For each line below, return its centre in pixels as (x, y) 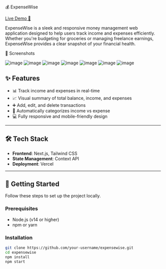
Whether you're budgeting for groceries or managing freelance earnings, (80, 38)
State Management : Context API (46, 158)
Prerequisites (21, 209)
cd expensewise (21, 252)
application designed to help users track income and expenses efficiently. (80, 33)
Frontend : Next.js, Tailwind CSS (45, 153)
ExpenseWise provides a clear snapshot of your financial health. (70, 44)
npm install (17, 257)
